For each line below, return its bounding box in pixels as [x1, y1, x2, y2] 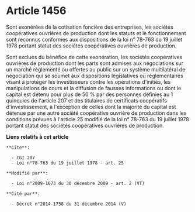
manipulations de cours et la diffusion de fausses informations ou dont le [6, 84, 182, 91]
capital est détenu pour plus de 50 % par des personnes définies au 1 [6, 91, 173, 98]
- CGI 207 [11, 155, 35, 160]
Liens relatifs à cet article [6, 133, 69, 140]
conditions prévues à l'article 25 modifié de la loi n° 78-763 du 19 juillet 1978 [6, 115, 190, 122]
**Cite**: [6, 145, 30, 151]
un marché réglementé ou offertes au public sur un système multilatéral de [6, 66, 186, 73]
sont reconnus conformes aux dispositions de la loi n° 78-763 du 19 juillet [6, 36, 183, 43]
